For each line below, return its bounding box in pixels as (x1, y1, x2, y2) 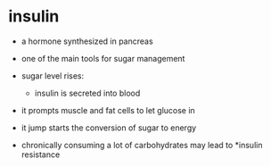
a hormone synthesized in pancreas (21, 36, 153, 46)
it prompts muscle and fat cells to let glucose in (21, 104, 195, 115)
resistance (21, 149, 61, 160)
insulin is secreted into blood (34, 88, 141, 98)
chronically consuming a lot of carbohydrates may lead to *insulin (21, 139, 263, 150)
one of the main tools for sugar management (21, 53, 185, 63)
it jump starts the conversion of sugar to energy (21, 122, 197, 133)
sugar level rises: (21, 70, 85, 81)
